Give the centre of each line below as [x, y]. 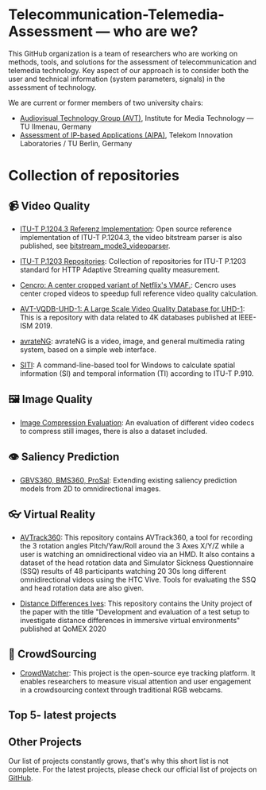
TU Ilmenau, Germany [56, 126]
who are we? [156, 31]
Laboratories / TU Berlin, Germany [76, 143]
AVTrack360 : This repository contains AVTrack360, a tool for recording [136, 537]
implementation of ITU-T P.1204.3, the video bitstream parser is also [131, 237]
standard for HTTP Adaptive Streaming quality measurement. [120, 269]
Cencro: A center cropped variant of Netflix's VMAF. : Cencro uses [128, 285]
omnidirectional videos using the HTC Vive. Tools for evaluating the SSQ [138, 580]
